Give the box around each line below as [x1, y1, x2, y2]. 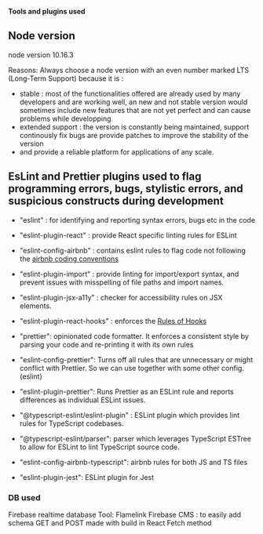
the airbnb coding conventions [19, 254, 119, 263]
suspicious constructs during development [8, 194, 224, 208]
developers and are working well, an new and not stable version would [19, 97, 248, 107]
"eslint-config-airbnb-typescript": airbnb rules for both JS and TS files [19, 457, 248, 467]
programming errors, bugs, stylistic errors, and [8, 182, 243, 195]
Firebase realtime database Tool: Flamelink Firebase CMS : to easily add [8, 510, 242, 519]
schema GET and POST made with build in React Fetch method [8, 518, 212, 528]
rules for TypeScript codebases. [19, 419, 124, 428]
